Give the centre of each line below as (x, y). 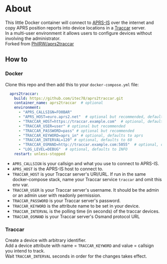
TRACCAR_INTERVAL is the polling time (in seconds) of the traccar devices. (86, 211)
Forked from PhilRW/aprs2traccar (40, 43)
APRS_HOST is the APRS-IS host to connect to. (58, 169)
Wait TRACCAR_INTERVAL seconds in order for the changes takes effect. (76, 256)
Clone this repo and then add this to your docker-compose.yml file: (72, 84)
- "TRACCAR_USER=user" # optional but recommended (72, 126)
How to (16, 60)
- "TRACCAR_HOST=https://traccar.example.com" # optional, (82, 121)
